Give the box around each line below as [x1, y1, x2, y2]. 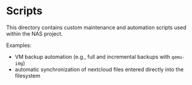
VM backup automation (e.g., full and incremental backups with [14, 53, 171, 60]
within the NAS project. [6, 30, 63, 37]
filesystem [14, 72, 40, 79]
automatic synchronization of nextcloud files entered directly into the [14, 65, 184, 73]
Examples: [6, 42, 32, 49]
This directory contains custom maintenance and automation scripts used [6, 24, 187, 31]
